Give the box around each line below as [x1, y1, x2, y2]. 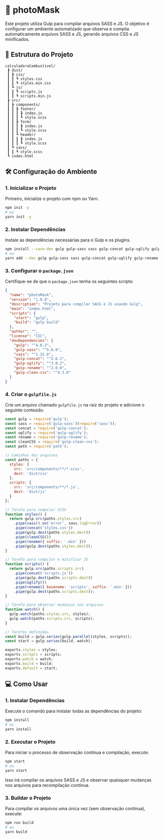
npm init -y [5, 205, 29, 210]
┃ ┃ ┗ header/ [7, 132, 36, 137]
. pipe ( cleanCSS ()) [14, 534, 51, 539]
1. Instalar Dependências [5, 697, 65, 704]
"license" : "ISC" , [9, 333, 47, 339]
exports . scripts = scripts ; [5, 652, 62, 657]
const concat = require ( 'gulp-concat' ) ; [5, 426, 89, 431]
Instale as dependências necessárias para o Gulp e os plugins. [5, 237, 131, 243]
